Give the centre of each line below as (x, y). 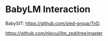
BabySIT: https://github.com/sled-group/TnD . (53, 23)
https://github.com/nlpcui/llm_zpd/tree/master (54, 33)
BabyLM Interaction (48, 9)
